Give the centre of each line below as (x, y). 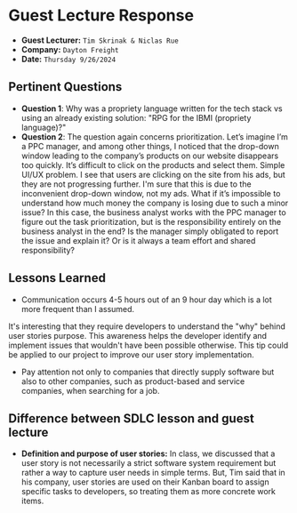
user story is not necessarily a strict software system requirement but (148, 463)
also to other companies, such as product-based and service (133, 381)
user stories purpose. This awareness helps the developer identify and (138, 335)
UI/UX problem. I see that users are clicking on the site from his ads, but (153, 174)
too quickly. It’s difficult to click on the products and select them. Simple (153, 164)
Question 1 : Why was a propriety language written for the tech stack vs (152, 108)
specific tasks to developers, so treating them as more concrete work (148, 492)
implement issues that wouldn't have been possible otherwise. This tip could (148, 345)
